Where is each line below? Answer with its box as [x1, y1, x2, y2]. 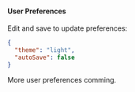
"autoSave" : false [14, 53, 76, 61]
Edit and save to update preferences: [7, 24, 128, 33]
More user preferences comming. [7, 75, 117, 84]
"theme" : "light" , [14, 46, 76, 54]
